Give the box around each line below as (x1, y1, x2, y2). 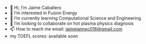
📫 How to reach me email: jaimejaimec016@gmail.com (9, 26, 123, 32)
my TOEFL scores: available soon (9, 33, 78, 39)
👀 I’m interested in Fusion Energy (9, 10, 77, 16)
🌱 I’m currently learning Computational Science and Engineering (9, 15, 142, 21)
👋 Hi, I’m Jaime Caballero (9, 5, 62, 10)
